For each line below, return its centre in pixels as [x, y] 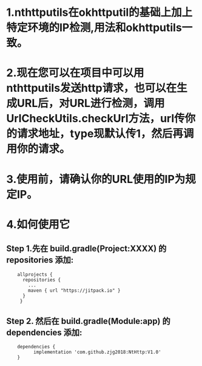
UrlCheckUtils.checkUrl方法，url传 [96, 119]
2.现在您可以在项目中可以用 [75, 73]
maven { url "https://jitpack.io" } [74, 290]
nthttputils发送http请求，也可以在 [92, 88]
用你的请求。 [39, 149]
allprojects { [35, 274]
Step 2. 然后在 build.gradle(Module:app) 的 [89, 321]
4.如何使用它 [38, 224]
